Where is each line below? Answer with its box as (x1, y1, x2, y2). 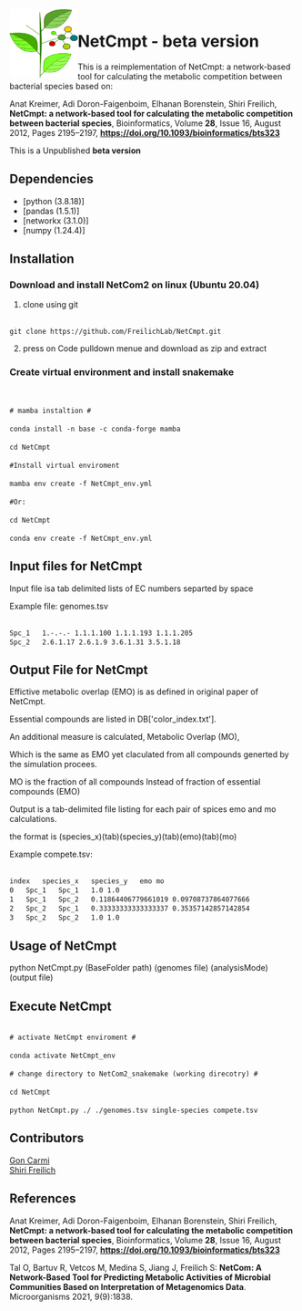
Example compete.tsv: (9, 848, 94, 860)
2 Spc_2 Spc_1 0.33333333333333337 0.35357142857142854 (9, 904, 250, 913)
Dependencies (9, 172, 94, 187)
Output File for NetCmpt (9, 661, 148, 678)
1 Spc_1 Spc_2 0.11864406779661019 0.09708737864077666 (9, 895, 250, 904)
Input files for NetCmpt (9, 558, 143, 574)
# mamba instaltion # (9, 406, 92, 415)
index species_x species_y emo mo (9, 877, 166, 886)
